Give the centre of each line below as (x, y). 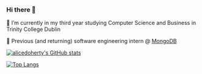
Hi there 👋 (21, 10)
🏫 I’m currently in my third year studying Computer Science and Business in (101, 23)
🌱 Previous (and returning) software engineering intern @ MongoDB (92, 41)
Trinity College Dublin (34, 29)
